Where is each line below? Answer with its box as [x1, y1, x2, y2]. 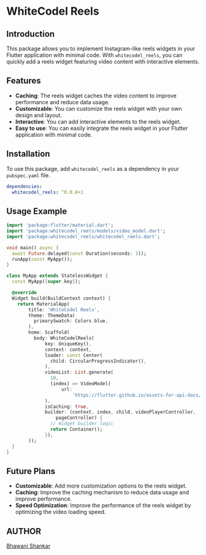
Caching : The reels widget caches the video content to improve [15, 92, 177, 99]
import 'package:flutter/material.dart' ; [6, 222, 114, 228]
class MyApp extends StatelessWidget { [6, 273, 109, 279]
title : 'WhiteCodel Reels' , [28, 306, 100, 313]
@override [12, 290, 37, 296]
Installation [6, 149, 50, 159]
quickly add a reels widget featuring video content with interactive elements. [6, 58, 200, 65]
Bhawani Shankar [6, 542, 51, 549]
